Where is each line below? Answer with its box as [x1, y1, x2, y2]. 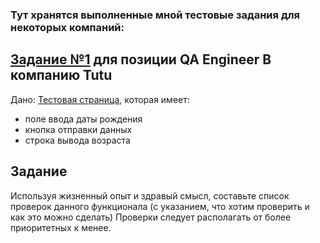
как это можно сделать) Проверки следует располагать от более [10, 211, 292, 223]
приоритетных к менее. [10, 221, 112, 233]
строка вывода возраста [24, 134, 131, 146]
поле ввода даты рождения [24, 113, 143, 125]
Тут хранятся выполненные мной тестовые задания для [10, 8, 301, 22]
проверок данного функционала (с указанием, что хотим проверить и [10, 200, 310, 212]
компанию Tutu [10, 67, 113, 84]
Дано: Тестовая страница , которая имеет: [10, 93, 190, 105]
